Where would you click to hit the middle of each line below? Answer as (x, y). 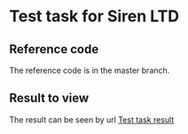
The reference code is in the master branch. (90, 70)
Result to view (49, 98)
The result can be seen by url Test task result (92, 119)
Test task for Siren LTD (94, 16)
